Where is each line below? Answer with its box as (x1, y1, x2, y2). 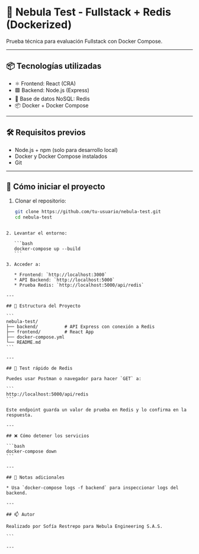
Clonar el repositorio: (14, 197, 66, 204)
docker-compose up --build (14, 246, 81, 252)
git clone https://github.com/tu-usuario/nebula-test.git (14, 209, 161, 215)
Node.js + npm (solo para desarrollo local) (14, 146, 118, 153)
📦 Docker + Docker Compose (14, 102, 89, 109)
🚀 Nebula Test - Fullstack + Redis (6, 5, 172, 19)
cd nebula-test (14, 214, 53, 220)
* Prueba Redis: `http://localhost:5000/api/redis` (14, 282, 145, 289)
